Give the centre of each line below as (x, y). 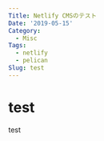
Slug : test (26, 68)
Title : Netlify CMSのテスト (53, 16)
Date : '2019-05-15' (41, 23)
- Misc (26, 38)
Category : (25, 30)
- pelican (32, 61)
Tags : (17, 46)
